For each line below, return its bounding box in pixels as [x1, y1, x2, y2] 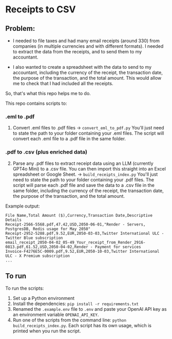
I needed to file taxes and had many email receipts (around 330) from [12, 37, 160, 44]
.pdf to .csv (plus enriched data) [5, 148, 87, 156]
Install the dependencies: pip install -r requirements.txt [12, 300, 139, 307]
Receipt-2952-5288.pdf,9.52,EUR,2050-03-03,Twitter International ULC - [5, 231, 164, 236]
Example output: [5, 203, 40, 209]
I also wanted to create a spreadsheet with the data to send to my [12, 64, 152, 70]
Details [5, 217, 22, 222]
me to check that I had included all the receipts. [12, 81, 113, 86]
